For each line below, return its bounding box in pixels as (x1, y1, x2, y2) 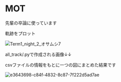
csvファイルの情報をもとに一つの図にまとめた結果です (5, 62, 116, 68)
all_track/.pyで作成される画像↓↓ (5, 51, 72, 57)
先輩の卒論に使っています (5, 20, 57, 26)
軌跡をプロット (5, 30, 36, 36)
